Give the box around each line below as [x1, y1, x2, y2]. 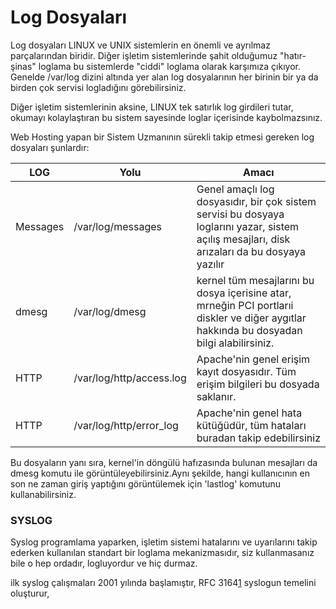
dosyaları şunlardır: [10, 141, 90, 153]
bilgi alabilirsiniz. [196, 336, 275, 350]
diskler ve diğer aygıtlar [196, 311, 307, 325]
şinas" [10, 60, 37, 72]
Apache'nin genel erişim [196, 352, 311, 366]
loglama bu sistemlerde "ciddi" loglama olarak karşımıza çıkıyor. [38, 60, 301, 72]
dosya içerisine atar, [196, 286, 292, 300]
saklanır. [196, 389, 237, 403]
